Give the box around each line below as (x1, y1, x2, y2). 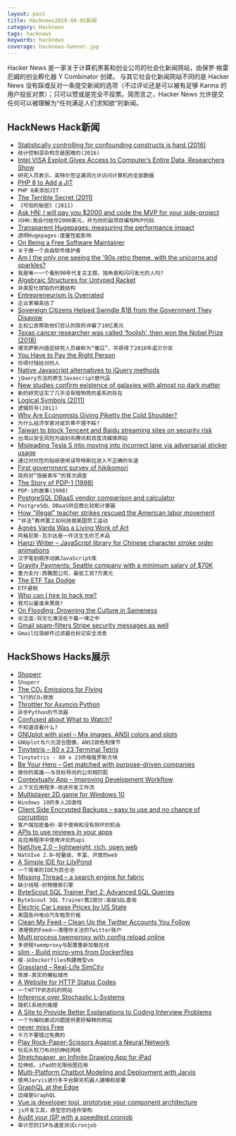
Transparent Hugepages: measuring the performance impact (17, 223, 195, 232)
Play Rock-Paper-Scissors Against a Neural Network (17, 1038, 170, 1046)
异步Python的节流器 (17, 709, 69, 716)
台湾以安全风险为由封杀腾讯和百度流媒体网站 (17, 434, 128, 442)
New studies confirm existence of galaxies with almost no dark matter (17, 381, 221, 389)
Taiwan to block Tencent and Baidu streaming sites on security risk (17, 425, 213, 434)
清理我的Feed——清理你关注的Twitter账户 (17, 926, 122, 933)
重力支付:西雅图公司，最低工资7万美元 (17, 569, 114, 576)
